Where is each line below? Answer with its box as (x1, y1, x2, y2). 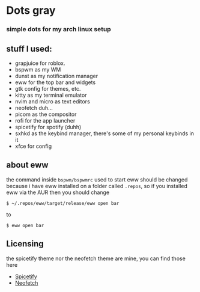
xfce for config (14, 142, 52, 150)
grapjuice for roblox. (14, 59, 65, 67)
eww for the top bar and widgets (14, 79, 96, 86)
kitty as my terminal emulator (14, 91, 87, 99)
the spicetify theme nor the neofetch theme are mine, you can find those (6, 255, 186, 262)
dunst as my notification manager (14, 72, 98, 79)
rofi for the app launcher (14, 117, 76, 124)
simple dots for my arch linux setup (6, 25, 111, 34)
